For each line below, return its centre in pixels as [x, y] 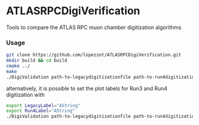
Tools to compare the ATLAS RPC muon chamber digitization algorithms [94, 27]
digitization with [25, 94]
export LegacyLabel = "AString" [44, 105]
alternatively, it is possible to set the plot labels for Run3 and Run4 [87, 88]
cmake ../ [18, 66]
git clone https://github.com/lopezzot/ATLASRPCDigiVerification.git [94, 55]
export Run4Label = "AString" [41, 111]
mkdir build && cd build [37, 60]
